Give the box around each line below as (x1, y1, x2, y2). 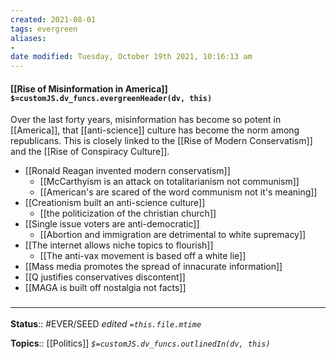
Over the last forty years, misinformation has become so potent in (10, 114, 282, 126)
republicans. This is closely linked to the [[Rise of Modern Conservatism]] (10, 135, 313, 147)
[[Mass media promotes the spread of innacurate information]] (24, 261, 283, 273)
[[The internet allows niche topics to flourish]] (24, 239, 214, 251)
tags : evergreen (10, 24, 78, 34)
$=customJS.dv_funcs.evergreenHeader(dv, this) (10, 93, 213, 103)
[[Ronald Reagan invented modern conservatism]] (24, 165, 231, 177)
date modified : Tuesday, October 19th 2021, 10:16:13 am (10, 52, 253, 62)
